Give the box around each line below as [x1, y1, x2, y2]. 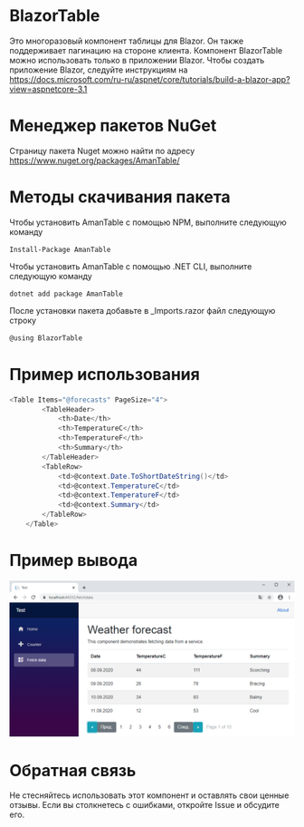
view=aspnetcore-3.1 [9, 83, 88, 94]
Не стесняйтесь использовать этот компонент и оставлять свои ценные [9, 790, 290, 801]
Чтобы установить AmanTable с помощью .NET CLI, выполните [9, 260, 252, 272]
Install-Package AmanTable [9, 245, 111, 254]
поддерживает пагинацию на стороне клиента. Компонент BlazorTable [9, 44, 283, 55]
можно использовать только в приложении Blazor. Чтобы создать [9, 54, 265, 65]
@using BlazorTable [9, 333, 83, 343]
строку [9, 315, 37, 326]
